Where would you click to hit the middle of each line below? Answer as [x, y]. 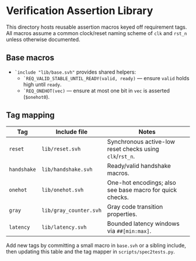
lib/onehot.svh [63, 190]
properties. [122, 214]
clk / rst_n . [121, 156]
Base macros [30, 58]
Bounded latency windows [143, 224]
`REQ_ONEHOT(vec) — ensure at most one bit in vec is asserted [97, 90]
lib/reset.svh [61, 149]
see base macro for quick [142, 190]
